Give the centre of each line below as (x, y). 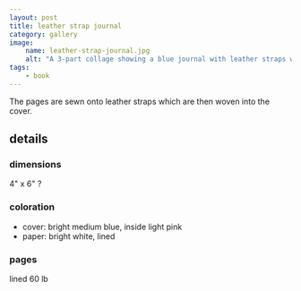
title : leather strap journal (66, 26)
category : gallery (43, 34)
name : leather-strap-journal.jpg (88, 51)
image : (21, 43)
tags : (19, 68)
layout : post (34, 17)
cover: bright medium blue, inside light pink (102, 227)
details (29, 139)
